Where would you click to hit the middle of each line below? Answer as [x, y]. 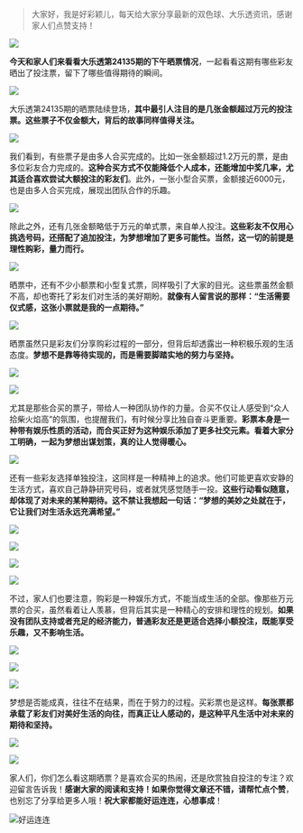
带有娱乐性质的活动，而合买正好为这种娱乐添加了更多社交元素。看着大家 [151, 430]
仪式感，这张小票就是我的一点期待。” [77, 307]
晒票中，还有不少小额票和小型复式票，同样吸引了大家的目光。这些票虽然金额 [151, 285]
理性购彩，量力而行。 [49, 249]
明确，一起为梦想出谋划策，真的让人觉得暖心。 [104, 442]
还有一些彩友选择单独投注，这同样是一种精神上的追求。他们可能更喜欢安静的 [151, 478]
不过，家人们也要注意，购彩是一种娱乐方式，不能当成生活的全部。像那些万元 [151, 598]
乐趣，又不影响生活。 [49, 632]
